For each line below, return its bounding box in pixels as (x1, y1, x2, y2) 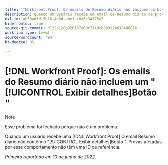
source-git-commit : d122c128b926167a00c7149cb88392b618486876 (5, 26, 137, 31)
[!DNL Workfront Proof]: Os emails (5, 65, 151, 77)
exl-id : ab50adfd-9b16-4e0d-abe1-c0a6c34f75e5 (5, 16, 104, 21)
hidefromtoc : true (5, 21, 43, 26)
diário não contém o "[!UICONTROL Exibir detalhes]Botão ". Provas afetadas (5, 138, 162, 145)
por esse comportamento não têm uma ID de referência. (5, 144, 121, 150)
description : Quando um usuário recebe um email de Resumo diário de (5, 12, 153, 17)
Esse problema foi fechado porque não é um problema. (5, 123, 119, 130)
